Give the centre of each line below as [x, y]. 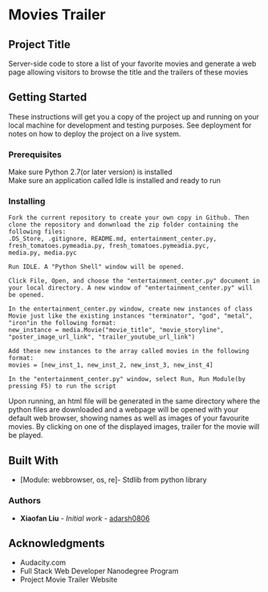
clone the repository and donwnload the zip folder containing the [124, 225]
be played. [26, 436]
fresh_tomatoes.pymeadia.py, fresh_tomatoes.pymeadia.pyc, [109, 246]
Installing [27, 201]
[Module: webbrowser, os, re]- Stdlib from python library [113, 480]
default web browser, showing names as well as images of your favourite [129, 418]
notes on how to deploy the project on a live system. [95, 133]
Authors [25, 501]
